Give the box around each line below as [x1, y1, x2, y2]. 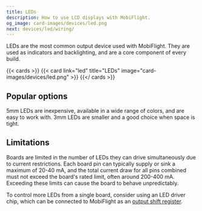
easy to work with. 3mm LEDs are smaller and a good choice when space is [6, 113, 195, 121]
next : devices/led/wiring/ [6, 25, 75, 32]
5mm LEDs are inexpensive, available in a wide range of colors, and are [6, 107, 185, 115]
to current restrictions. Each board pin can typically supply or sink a [6, 160, 176, 167]
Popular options [6, 91, 68, 101]
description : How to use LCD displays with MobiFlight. [6, 15, 150, 21]
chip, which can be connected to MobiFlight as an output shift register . [6, 198, 183, 205]
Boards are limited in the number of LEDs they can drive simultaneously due [6, 153, 196, 161]
